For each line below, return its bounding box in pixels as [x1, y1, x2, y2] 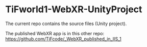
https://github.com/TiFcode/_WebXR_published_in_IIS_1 [5, 36, 121, 42]
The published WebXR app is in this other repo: [5, 30, 105, 36]
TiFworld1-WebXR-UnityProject [5, 4, 142, 15]
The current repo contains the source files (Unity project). [5, 20, 127, 27]
